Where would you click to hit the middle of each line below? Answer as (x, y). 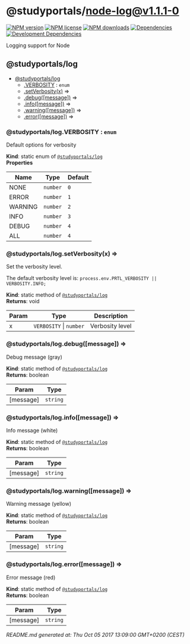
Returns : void (23, 301)
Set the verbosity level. (34, 267)
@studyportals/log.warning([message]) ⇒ (69, 491)
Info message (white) (32, 430)
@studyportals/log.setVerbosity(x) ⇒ (62, 253)
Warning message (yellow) (39, 504)
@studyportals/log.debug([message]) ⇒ (66, 344)
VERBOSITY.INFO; (26, 284)
